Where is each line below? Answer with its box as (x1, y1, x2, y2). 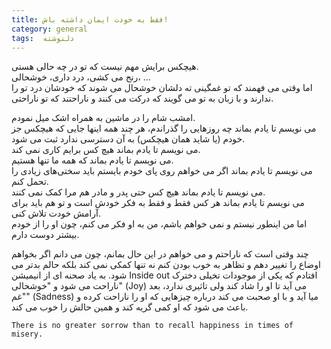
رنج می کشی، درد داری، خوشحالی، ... (11, 71, 151, 83)
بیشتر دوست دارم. (11, 229, 80, 241)
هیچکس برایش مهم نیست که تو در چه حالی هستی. (11, 61, 199, 73)
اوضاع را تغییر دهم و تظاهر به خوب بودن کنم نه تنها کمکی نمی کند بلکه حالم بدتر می (11, 259, 321, 271)
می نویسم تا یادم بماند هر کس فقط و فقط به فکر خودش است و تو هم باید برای (11, 197, 305, 209)
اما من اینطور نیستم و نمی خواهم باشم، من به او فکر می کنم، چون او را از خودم (11, 218, 308, 230)
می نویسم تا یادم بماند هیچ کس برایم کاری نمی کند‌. (11, 144, 201, 156)
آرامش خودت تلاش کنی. (11, 207, 101, 220)
